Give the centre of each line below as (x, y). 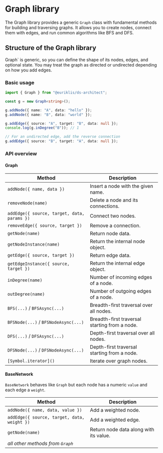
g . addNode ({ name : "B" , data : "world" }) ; (49, 115)
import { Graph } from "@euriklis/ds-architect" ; (56, 93)
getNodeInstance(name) (33, 244)
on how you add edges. (29, 70)
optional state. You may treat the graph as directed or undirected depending (81, 65)
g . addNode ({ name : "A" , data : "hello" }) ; (49, 110)
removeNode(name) (27, 203)
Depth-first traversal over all (122, 333)
